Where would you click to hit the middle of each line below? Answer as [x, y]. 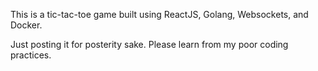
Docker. [26, 25]
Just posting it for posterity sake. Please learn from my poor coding [149, 44]
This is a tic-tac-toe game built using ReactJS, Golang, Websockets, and [159, 14]
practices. [31, 55]
